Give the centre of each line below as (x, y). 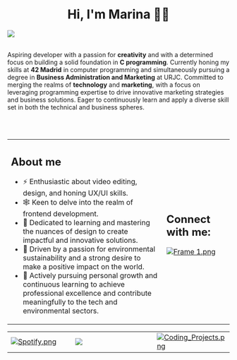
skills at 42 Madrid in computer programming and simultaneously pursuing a (119, 69)
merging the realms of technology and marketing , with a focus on (104, 85)
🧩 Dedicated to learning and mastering (86, 223)
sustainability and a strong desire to (82, 258)
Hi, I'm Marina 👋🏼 (119, 14)
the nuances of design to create (75, 232)
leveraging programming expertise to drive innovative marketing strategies (116, 92)
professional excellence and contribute (87, 294)
